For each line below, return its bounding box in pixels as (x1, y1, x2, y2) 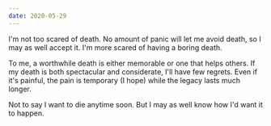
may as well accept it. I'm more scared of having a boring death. (8, 42, 222, 52)
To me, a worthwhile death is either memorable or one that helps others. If (8, 58, 256, 68)
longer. (8, 84, 32, 94)
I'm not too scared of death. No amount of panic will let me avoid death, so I (8, 34, 261, 44)
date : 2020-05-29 (8, 11, 67, 20)
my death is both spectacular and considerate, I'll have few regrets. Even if (8, 66, 257, 77)
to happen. (8, 108, 44, 118)
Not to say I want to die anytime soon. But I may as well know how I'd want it (8, 99, 263, 109)
